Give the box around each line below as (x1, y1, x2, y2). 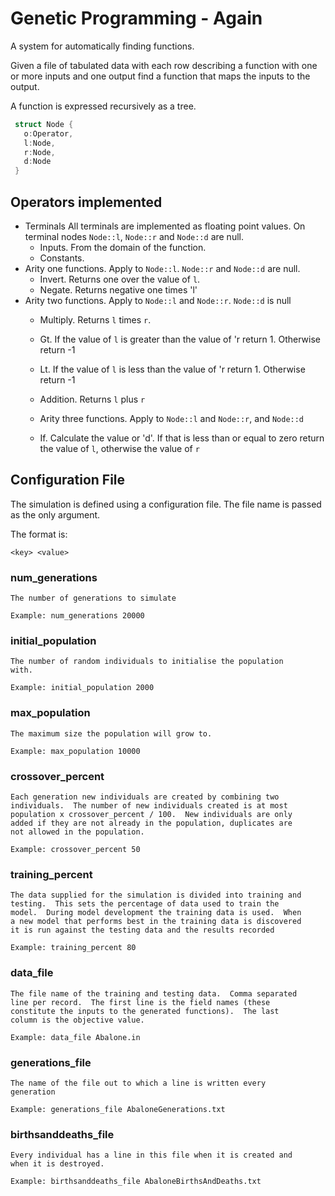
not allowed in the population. (10, 827, 145, 837)
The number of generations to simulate (10, 593, 177, 604)
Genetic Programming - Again (10, 7, 263, 30)
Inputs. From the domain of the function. (39, 242, 207, 253)
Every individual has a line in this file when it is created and (10, 1150, 293, 1161)
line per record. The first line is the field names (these (10, 997, 271, 1007)
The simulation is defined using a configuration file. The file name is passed (10, 498, 322, 510)
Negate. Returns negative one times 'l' (39, 284, 198, 296)
